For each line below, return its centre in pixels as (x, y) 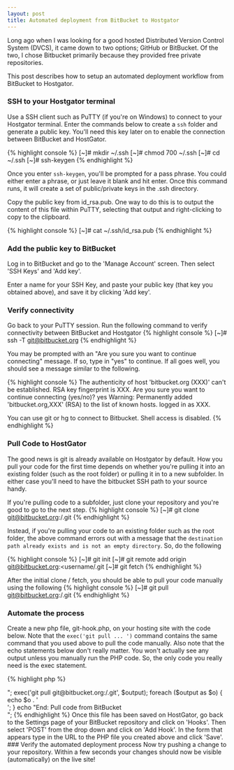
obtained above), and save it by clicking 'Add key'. (79, 292)
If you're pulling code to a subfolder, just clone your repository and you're (113, 502)
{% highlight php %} (37, 678)
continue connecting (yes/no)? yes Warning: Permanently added (100, 397)
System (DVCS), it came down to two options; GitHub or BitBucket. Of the (113, 48)
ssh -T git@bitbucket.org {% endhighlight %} (72, 341)
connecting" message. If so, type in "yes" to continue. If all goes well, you (114, 362)
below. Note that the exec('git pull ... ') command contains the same (112, 635)
